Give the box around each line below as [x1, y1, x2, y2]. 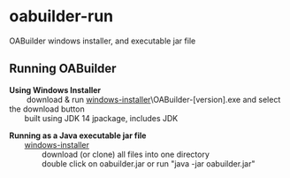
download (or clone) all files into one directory [42, 149, 210, 159]
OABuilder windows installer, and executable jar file [9, 35, 196, 46]
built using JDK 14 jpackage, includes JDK [24, 112, 179, 123]
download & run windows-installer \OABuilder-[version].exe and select [26, 94, 281, 104]
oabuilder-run [9, 6, 114, 27]
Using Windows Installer [9, 84, 102, 95]
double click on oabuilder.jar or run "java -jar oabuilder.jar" [42, 158, 256, 169]
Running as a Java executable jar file [9, 130, 147, 141]
